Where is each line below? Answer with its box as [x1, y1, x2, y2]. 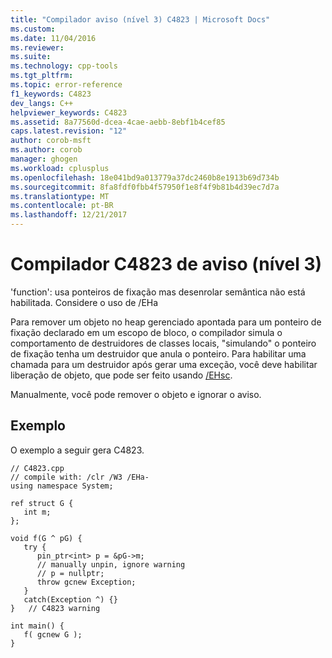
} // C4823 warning [10, 603, 101, 613]
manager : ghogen [10, 154, 78, 164]
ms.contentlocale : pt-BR [10, 201, 114, 211]
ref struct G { [10, 498, 74, 508]
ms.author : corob [10, 145, 83, 155]
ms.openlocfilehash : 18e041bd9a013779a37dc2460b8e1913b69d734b [10, 172, 280, 183]
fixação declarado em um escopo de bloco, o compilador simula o [10, 326, 283, 338]
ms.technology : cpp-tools [10, 61, 118, 71]
